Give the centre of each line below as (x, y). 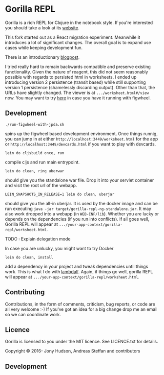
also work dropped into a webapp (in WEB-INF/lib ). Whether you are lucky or (82, 213)
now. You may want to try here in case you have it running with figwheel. (78, 98)
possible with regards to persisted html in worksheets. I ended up (71, 77)
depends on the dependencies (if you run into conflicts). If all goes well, (77, 219)
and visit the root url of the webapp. (41, 185)
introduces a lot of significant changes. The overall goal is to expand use (78, 42)
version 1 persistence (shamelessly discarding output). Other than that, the (80, 87)
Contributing (25, 292)
